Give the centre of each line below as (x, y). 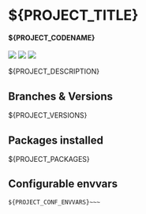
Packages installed (56, 140)
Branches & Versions (60, 96)
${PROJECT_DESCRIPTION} (54, 71)
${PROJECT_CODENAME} (52, 37)
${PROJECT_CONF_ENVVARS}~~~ (54, 202)
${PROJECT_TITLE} (73, 15)
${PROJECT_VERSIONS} (48, 115)
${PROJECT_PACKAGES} (49, 160)
